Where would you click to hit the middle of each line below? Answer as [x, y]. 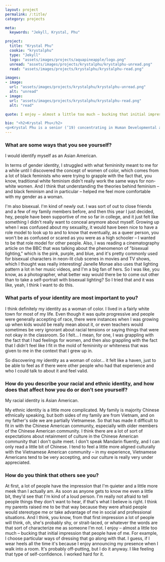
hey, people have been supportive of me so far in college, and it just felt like [82, 217]
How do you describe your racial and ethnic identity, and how [80, 383]
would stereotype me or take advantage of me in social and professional [78, 512]
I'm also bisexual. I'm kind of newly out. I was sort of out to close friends [78, 206]
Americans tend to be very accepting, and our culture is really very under [79, 457]
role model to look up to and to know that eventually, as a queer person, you [82, 233]
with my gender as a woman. [34, 197]
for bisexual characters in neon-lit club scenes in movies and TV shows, [78, 259]
